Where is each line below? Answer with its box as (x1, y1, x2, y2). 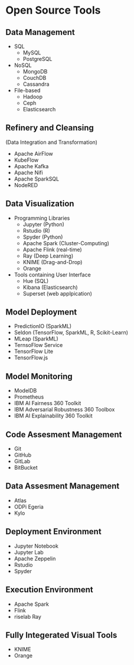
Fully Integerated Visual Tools (5, 630, 117, 640)
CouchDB (22, 75, 47, 81)
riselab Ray (14, 613, 42, 620)
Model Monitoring (5, 371, 73, 381)
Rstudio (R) (22, 227, 51, 234)
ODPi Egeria (14, 503, 44, 510)
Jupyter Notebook (14, 542, 58, 550)
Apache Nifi (14, 169, 43, 176)
